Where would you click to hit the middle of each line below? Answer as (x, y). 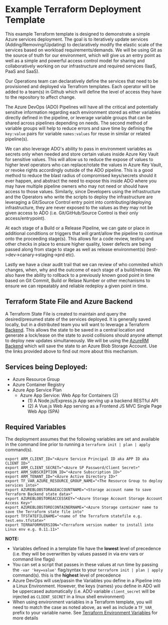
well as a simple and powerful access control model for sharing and (75, 60)
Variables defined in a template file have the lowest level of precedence (87, 549)
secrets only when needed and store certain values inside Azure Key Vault (82, 154)
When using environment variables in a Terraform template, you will (82, 602)
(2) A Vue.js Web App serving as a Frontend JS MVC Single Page (95, 406)
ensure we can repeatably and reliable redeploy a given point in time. (76, 286)
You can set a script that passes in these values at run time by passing (85, 565)
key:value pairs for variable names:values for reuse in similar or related (78, 133)
